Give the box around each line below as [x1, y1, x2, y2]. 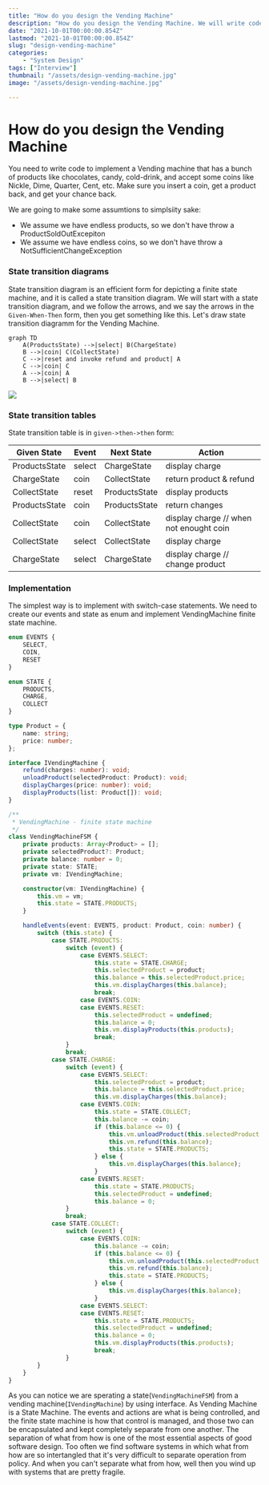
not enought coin [165, 523, 230, 534]
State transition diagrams [8, 266, 110, 277]
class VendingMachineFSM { [8, 833, 98, 841]
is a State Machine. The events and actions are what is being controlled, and [8, 1408, 260, 1418]
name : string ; [22, 729, 70, 738]
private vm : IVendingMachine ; [22, 870, 124, 878]
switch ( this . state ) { [37, 929, 113, 937]
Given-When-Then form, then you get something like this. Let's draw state [8, 310, 246, 319]
